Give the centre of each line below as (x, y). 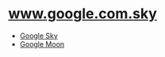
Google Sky (38, 36)
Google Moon (42, 44)
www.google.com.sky (82, 14)
